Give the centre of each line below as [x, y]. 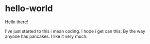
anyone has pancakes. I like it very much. [46, 36]
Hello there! [17, 22]
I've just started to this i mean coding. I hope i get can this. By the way [75, 31]
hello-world [29, 8]
